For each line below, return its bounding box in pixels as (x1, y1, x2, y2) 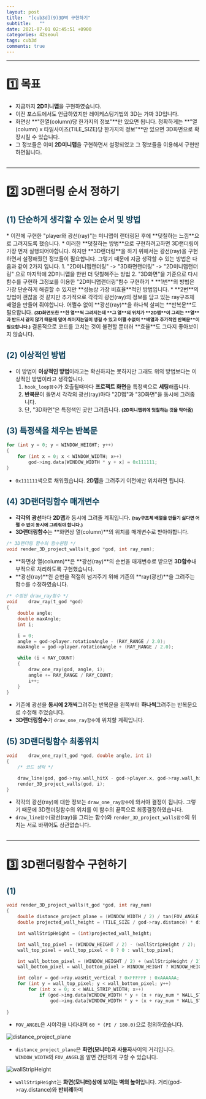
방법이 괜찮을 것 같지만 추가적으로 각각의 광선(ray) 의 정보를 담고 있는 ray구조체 (6, 293, 195, 300)
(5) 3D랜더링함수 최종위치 (6, 736, 99, 747)
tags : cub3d (6, 37, 37, 44)
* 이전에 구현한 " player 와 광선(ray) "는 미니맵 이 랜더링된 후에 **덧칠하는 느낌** (6, 232, 195, 239)
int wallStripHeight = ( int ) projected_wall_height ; (17, 930, 152, 937)
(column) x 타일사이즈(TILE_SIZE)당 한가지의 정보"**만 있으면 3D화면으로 (15, 125, 193, 132)
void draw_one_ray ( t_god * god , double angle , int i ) (6, 753, 152, 759)
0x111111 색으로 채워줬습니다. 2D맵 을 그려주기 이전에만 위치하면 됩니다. (15, 476, 186, 484)
